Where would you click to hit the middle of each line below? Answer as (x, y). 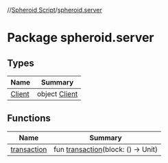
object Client (57, 94)
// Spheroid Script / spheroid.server (55, 10)
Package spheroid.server (81, 38)
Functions (29, 119)
